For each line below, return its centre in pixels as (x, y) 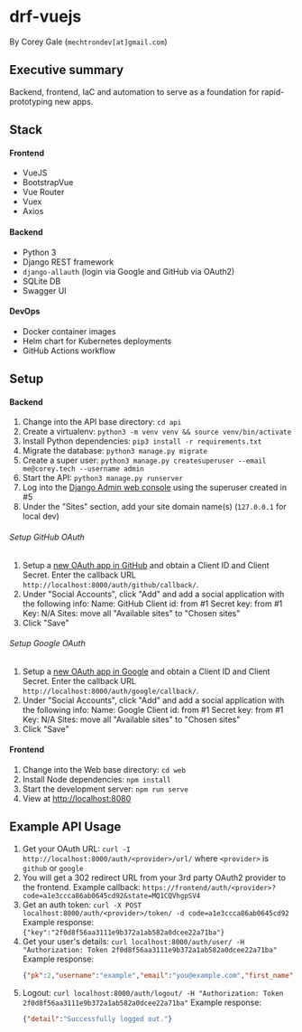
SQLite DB (41, 281)
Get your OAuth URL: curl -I (76, 849)
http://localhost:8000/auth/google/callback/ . (110, 690)
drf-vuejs (46, 17)
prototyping (31, 101)
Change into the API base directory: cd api (102, 422)
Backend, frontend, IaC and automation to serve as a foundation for (134, 91)
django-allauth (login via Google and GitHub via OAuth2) (128, 271)
